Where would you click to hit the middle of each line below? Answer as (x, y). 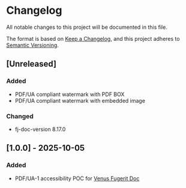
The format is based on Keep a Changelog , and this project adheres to (93, 38)
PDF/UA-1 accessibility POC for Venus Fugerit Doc (77, 178)
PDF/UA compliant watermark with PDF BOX (70, 94)
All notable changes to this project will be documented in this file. (87, 27)
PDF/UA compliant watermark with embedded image (80, 100)
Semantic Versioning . (32, 45)
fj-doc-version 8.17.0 (40, 129)
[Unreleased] (31, 64)
